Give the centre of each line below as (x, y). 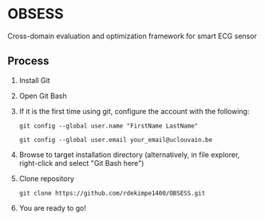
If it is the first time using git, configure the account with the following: (134, 111)
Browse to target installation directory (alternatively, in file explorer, (129, 154)
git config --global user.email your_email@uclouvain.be (116, 140)
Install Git (34, 80)
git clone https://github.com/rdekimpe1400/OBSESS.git (112, 193)
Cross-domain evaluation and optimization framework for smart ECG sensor (132, 36)
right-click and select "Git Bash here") (81, 163)
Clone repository (47, 178)
